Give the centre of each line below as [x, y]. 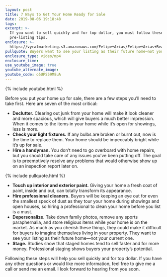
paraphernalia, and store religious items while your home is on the [80, 222]
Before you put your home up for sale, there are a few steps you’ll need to [81, 98]
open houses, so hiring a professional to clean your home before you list [86, 206]
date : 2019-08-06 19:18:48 [33, 19]
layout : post [19, 10]
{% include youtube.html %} [34, 89]
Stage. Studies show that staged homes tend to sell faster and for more [85, 243]
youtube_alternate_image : [32, 70]
